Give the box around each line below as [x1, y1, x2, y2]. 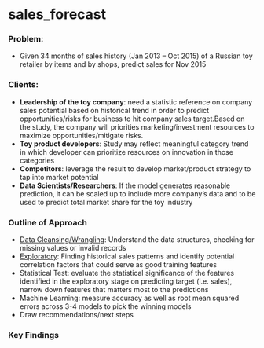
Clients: [8, 79, 39, 90]
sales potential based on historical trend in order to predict [19, 105, 210, 115]
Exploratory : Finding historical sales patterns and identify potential [19, 251, 235, 261]
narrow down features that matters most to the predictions [19, 285, 209, 295]
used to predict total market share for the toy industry [19, 197, 193, 207]
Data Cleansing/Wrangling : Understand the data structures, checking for [19, 235, 255, 244]
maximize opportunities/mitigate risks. [19, 130, 144, 140]
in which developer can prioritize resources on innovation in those [19, 147, 234, 156]
